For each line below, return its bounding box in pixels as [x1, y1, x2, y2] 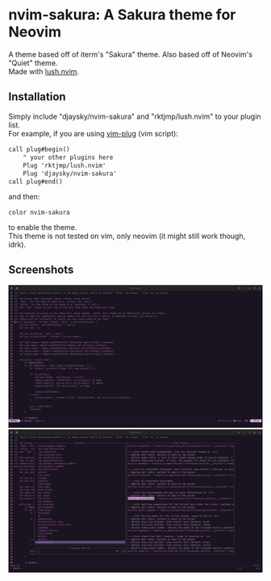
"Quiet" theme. [8, 58, 58, 68]
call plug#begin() [8, 145, 70, 153]
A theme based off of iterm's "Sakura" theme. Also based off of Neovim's [8, 49, 252, 59]
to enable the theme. [8, 222, 77, 232]
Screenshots [8, 263, 74, 277]
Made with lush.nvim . [8, 66, 79, 76]
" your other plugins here [23, 153, 114, 161]
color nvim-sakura [8, 208, 70, 216]
